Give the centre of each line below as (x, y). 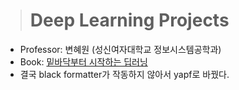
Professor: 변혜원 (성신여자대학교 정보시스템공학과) (120, 49)
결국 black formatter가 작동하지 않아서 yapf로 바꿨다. (124, 74)
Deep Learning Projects (129, 20)
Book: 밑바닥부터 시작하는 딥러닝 (83, 61)
